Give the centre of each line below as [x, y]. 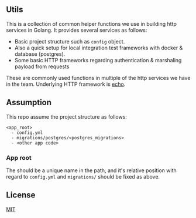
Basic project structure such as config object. [70, 41]
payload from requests [42, 66]
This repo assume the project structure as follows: [67, 116]
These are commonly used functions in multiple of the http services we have [98, 78]
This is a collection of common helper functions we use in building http [92, 24]
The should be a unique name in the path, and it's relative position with [91, 170]
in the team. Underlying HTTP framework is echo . [66, 84]
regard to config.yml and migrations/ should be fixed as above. [83, 176]
